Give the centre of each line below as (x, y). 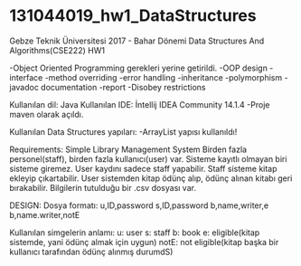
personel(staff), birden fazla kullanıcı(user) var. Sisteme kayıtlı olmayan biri (148, 158)
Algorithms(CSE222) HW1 (57, 50)
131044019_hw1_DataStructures (133, 16)
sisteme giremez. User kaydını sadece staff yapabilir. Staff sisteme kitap (143, 168)
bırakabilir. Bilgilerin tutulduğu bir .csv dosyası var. (103, 187)
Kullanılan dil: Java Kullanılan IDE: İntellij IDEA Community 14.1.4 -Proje (140, 104)
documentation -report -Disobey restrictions (123, 87)
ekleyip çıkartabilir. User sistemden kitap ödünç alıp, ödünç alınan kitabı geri (151, 178)
